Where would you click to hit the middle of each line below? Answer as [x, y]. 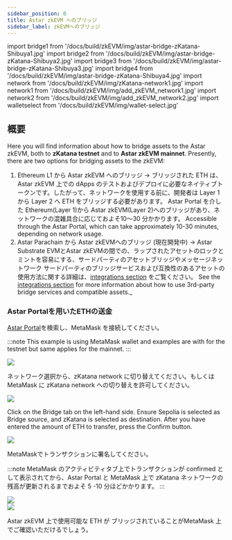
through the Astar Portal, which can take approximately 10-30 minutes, [118, 227]
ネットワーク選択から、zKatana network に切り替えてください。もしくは [111, 377]
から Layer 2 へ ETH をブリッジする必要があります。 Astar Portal [109, 202]
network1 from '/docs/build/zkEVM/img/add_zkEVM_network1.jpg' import [112, 90]
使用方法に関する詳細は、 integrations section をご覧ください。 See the [119, 277]
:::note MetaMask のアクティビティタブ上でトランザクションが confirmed [111, 469]
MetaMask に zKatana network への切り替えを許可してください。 [100, 385]
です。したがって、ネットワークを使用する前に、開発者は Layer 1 [128, 193]
